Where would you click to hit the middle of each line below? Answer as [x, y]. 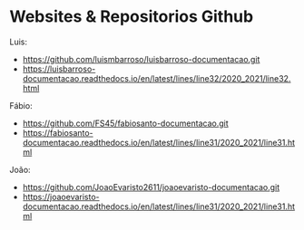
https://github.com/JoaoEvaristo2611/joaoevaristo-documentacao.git [151, 187]
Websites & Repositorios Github [132, 17]
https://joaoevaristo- [61, 196]
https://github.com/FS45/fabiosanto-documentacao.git [125, 123]
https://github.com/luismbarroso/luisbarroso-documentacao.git [141, 59]
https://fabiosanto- [58, 132]
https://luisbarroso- [59, 69]
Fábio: [21, 105]
